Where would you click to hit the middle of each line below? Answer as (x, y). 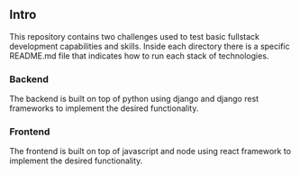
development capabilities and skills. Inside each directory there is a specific (150, 46)
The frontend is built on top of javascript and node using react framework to (150, 152)
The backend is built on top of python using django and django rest (134, 99)
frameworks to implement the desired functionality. (104, 108)
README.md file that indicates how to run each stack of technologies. (139, 55)
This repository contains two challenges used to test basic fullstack (134, 36)
